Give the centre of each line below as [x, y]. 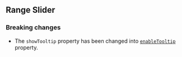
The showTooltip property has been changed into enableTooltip [95, 41]
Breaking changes [33, 28]
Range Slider [31, 10]
